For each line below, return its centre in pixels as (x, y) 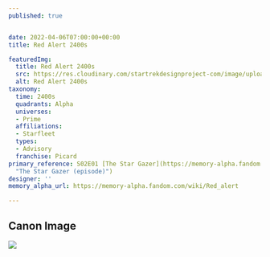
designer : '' (30, 179)
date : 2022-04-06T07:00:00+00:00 (64, 37)
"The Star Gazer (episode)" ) (64, 171)
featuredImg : (30, 59)
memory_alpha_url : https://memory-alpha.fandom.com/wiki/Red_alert (124, 186)
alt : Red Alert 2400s (52, 82)
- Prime (29, 119)
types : (27, 141)
